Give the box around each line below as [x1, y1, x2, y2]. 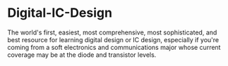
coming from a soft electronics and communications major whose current [7, 43, 221, 51]
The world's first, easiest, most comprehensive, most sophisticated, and [7, 28, 217, 37]
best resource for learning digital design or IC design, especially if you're [7, 35, 220, 44]
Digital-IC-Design [7, 5, 113, 21]
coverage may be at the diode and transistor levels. [7, 51, 157, 59]
